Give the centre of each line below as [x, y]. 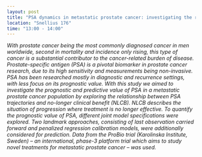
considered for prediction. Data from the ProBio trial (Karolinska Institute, [97, 135]
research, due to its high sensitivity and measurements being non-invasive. [100, 71]
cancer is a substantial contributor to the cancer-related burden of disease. [100, 58]
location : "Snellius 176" [39, 23]
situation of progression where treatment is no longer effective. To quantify [100, 109]
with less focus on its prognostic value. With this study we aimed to [90, 84]
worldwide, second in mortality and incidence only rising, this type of [92, 52]
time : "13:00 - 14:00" [35, 28]
